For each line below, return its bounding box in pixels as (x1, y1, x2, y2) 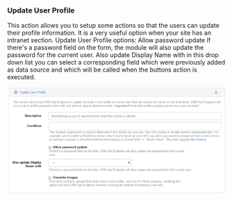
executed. (7, 73, 36, 81)
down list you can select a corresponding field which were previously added (7, 58, 226, 67)
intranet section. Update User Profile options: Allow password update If (7, 36, 211, 44)
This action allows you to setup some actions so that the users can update (7, 22, 220, 30)
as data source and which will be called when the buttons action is (7, 65, 198, 74)
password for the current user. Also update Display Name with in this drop (7, 51, 219, 59)
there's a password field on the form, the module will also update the (7, 44, 204, 52)
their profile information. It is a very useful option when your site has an (7, 28, 212, 37)
